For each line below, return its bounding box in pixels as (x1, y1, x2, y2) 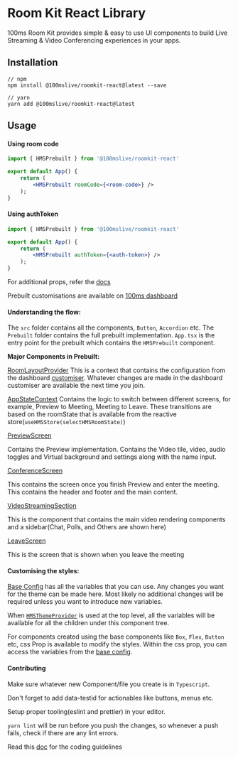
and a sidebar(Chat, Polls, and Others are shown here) (7, 523, 167, 531)
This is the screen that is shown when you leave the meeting (7, 551, 185, 559)
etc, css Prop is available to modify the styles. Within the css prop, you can (7, 640, 227, 649)
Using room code (7, 139, 59, 148)
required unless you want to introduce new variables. (7, 597, 163, 606)
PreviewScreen (7, 431, 52, 440)
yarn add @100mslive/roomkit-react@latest (7, 100, 135, 107)
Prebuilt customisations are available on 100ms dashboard (7, 291, 178, 300)
